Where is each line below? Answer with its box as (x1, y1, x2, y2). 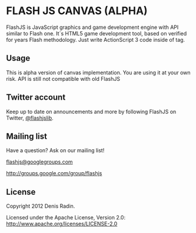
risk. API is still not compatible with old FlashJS (6, 75, 121, 82)
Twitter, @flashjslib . (6, 114, 54, 122)
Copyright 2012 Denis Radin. (6, 202, 75, 210)
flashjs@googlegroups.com (6, 158, 73, 166)
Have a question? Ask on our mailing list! (6, 147, 105, 154)
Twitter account (6, 93, 66, 103)
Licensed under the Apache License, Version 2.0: (6, 214, 125, 221)
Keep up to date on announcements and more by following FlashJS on (6, 108, 177, 115)
